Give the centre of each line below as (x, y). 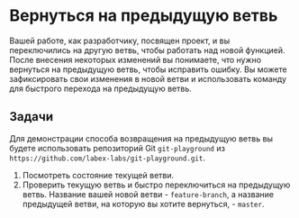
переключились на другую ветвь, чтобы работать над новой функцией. (147, 50)
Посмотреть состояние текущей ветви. (98, 175)
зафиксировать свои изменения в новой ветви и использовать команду (148, 78)
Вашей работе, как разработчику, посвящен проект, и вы (120, 41)
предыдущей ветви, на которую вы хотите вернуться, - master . (143, 204)
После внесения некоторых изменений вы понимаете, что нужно (136, 59)
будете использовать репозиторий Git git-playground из (117, 148)
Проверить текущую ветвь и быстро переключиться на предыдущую (156, 185)
